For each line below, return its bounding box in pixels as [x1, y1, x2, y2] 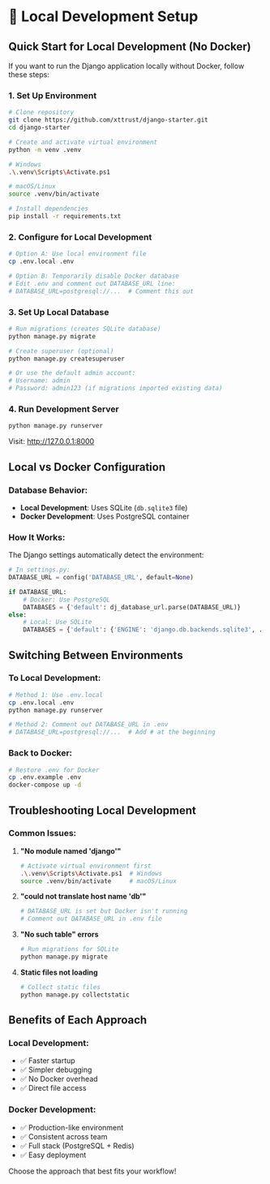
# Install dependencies [8, 205, 89, 213]
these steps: [8, 70, 50, 80]
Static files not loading [19, 967, 99, 977]
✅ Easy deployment [19, 1150, 87, 1160]
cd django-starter [8, 123, 71, 132]
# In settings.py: [8, 566, 71, 575]
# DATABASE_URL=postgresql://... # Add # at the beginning [8, 728, 216, 737]
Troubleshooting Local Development [8, 803, 196, 817]
